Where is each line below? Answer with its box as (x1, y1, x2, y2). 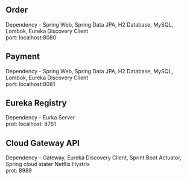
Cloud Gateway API (5, 138, 80, 148)
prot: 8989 (5, 167, 33, 175)
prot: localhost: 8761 (5, 121, 57, 128)
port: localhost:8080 (5, 33, 57, 41)
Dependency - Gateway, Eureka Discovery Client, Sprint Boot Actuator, (5, 154, 182, 161)
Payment (5, 52, 40, 62)
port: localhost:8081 (5, 80, 55, 87)
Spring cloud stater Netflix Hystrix (5, 161, 90, 168)
